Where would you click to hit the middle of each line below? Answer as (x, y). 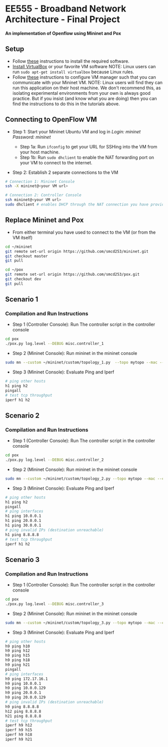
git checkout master (27, 256)
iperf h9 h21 (19, 739)
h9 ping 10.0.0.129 (25, 688)
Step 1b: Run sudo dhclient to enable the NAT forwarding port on (87, 157)
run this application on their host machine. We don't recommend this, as (86, 88)
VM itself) (22, 237)
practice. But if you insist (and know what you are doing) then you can (85, 98)
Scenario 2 (22, 415)
